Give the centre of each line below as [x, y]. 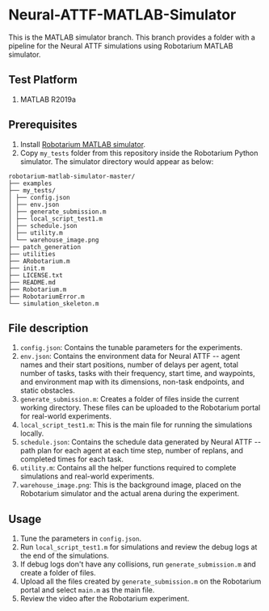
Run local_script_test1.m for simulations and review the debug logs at [139, 547]
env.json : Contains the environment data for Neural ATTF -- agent [130, 356]
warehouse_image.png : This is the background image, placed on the [130, 485]
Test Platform [43, 80]
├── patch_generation [45, 247]
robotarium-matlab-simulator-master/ [72, 176]
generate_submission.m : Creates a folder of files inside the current [130, 399]
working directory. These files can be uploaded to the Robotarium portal [140, 408]
